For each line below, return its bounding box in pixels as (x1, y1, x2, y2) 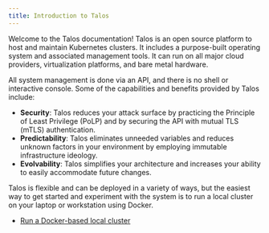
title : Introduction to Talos (8, 11, 110, 20)
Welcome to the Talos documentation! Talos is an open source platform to (8, 34, 253, 43)
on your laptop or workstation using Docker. (8, 200, 154, 210)
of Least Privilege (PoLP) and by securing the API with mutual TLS (19, 116, 239, 125)
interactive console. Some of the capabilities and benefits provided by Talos (8, 84, 259, 93)
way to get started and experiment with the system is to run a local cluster (8, 191, 254, 201)
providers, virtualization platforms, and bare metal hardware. (8, 59, 209, 69)
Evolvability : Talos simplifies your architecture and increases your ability (19, 158, 261, 169)
